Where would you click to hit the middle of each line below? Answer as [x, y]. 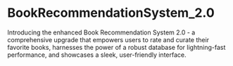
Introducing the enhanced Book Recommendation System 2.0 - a [101, 32]
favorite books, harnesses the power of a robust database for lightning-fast [116, 47]
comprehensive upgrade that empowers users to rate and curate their [108, 39]
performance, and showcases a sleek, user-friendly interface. [97, 55]
